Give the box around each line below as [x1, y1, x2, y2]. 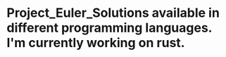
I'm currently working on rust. [6, 35, 185, 51]
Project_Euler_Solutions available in [6, 5, 220, 21]
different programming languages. [6, 20, 213, 36]
